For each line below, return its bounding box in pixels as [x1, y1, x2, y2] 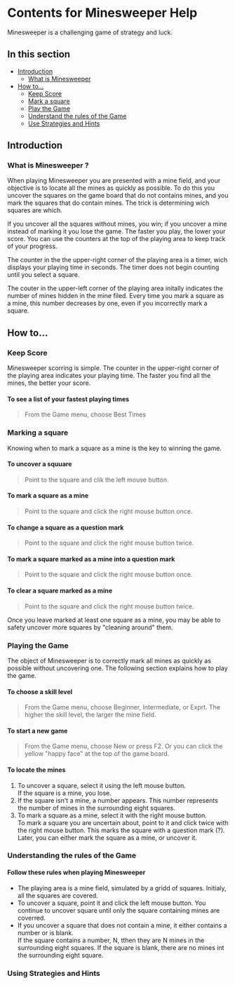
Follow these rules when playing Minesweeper [7, 868, 146, 877]
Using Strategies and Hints [7, 968, 100, 978]
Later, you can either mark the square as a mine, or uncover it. [17, 833, 198, 842]
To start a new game [7, 726, 68, 735]
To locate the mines [7, 766, 66, 774]
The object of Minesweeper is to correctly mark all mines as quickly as [7, 656, 212, 665]
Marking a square [7, 428, 69, 437]
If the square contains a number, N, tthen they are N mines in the [17, 936, 205, 944]
